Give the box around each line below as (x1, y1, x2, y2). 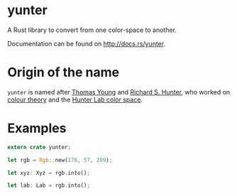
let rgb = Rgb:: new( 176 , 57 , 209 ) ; (7, 156, 113, 163)
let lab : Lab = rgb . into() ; (7, 182, 91, 190)
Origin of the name (7, 65, 119, 80)
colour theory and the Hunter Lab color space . (7, 95, 143, 104)
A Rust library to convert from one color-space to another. (7, 26, 177, 34)
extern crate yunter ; (7, 143, 72, 151)
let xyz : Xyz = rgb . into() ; (7, 169, 91, 176)
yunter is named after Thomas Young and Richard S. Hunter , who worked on (7, 87, 231, 96)
